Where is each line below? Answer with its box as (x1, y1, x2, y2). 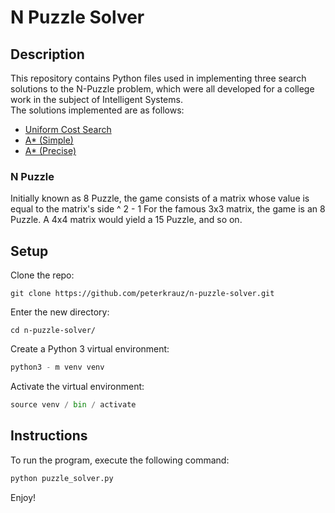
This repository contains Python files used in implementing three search (10, 72, 307, 84)
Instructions (10, 427, 88, 445)
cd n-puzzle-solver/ (10, 326, 97, 336)
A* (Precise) (24, 145, 77, 156)
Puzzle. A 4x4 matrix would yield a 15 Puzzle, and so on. (10, 214, 243, 226)
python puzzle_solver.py (10, 473, 114, 483)
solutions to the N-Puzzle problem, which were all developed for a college (10, 83, 315, 95)
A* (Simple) (24, 134, 74, 146)
